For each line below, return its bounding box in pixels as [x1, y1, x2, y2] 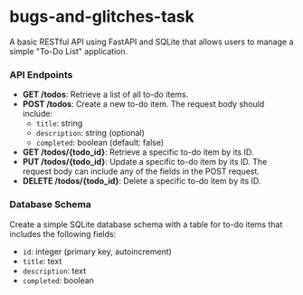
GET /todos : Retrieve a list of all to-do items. [22, 89, 189, 100]
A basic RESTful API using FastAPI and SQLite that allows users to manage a [9, 36, 294, 47]
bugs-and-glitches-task [9, 6, 194, 27]
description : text [22, 265, 87, 276]
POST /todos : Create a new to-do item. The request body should [22, 99, 265, 109]
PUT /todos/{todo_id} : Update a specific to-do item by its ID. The [22, 157, 268, 167]
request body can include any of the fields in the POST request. [22, 166, 260, 177]
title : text [22, 255, 62, 266]
